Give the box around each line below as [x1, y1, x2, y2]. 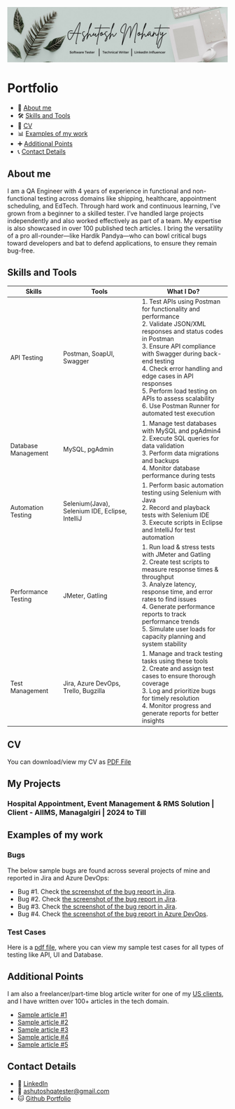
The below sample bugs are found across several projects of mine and [7, 866, 211, 875]
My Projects [7, 778, 61, 790]
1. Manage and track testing [141, 650, 223, 658]
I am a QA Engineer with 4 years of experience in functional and [7, 187, 191, 195]
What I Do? [166, 288, 200, 296]
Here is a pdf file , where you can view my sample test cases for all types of [7, 943, 224, 951]
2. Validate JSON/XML [141, 320, 206, 328]
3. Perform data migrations [141, 449, 219, 457]
